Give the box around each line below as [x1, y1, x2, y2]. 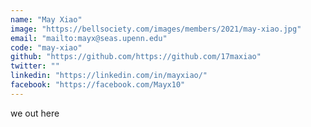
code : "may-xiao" [10, 42, 83, 53]
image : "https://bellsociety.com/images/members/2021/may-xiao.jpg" [10, 24, 302, 34]
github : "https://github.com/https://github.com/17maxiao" [10, 52, 262, 62]
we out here [10, 107, 60, 119]
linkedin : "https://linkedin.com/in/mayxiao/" [10, 71, 208, 81]
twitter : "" [10, 61, 60, 71]
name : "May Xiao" [10, 14, 83, 25]
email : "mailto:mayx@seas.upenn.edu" [10, 33, 168, 43]
